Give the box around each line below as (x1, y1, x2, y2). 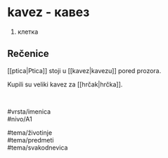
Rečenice (7, 48, 49, 60)
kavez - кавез (7, 4, 90, 20)
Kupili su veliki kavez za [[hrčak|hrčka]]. (7, 80, 123, 88)
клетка (17, 27, 39, 36)
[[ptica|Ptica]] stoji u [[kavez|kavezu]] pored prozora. (7, 66, 162, 74)
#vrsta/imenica (7, 107, 51, 116)
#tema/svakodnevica (7, 143, 68, 152)
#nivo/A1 (7, 114, 33, 123)
